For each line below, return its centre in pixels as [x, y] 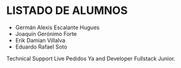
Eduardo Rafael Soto [41, 47]
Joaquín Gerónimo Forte [46, 33]
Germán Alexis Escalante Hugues [57, 27]
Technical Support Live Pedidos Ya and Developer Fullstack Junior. [91, 58]
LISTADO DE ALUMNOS [67, 11]
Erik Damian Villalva [40, 40]
